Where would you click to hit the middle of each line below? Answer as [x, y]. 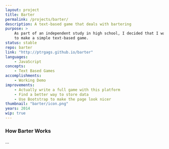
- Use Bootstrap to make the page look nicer [63, 99]
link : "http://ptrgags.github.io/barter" [49, 52]
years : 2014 [18, 109]
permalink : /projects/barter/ [37, 19]
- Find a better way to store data [52, 94]
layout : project [22, 10]
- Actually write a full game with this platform [67, 90]
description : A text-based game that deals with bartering [68, 24]
